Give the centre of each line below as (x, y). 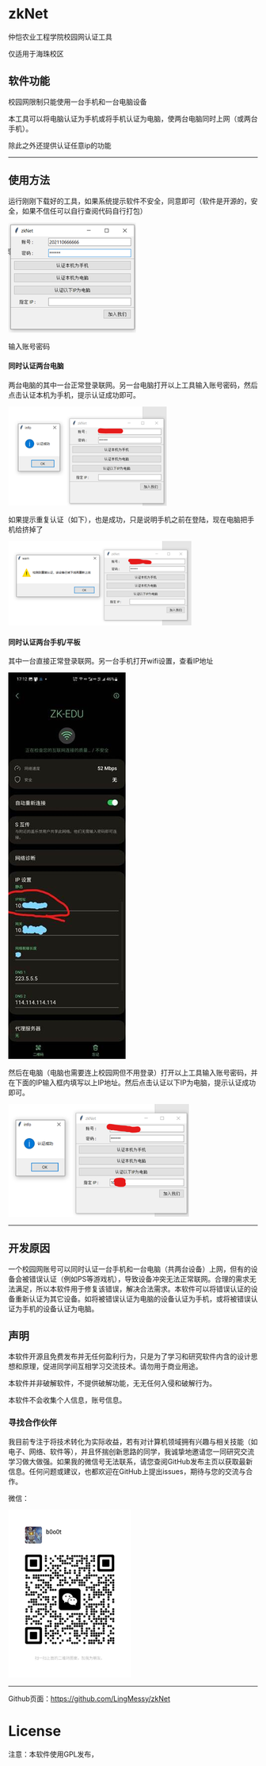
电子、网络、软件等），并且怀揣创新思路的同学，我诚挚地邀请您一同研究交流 (131, 1451)
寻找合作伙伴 (33, 1423)
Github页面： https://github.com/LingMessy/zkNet (89, 1699)
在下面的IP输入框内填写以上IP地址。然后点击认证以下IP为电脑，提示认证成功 (132, 1083)
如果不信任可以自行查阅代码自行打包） (84, 210)
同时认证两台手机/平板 (44, 642)
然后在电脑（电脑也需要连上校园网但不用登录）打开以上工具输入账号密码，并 (133, 1073)
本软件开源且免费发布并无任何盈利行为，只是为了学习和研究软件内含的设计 (129, 1356)
